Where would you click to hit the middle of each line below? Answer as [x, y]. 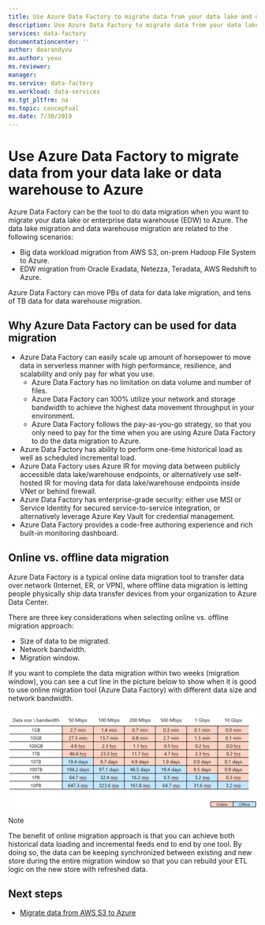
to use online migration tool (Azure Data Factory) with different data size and [132, 689]
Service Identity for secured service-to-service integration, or [120, 508]
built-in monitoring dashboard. [69, 533]
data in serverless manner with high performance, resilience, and [125, 365]
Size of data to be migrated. [65, 641]
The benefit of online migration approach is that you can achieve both [121, 835]
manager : [22, 75]
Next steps [35, 894]
